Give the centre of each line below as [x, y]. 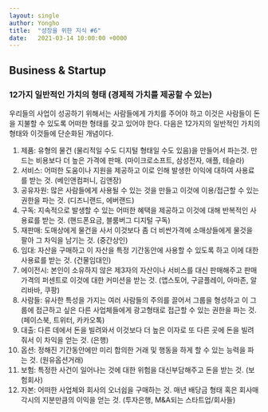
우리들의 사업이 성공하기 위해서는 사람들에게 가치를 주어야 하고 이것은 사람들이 [130, 113]
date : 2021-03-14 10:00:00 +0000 [68, 38]
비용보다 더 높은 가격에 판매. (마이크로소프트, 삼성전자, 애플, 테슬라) [140, 160]
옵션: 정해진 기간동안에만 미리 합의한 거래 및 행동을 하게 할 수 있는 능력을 [133, 350]
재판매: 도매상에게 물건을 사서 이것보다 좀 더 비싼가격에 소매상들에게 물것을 [137, 230]
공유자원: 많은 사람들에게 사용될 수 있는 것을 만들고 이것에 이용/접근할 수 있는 [140, 190]
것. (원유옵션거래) [56, 359]
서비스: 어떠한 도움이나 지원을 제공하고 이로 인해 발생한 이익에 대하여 [127, 170]
